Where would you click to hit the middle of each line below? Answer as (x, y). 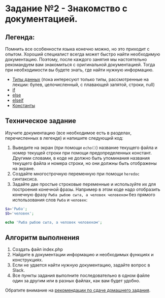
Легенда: (20, 37)
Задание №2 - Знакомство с (66, 9)
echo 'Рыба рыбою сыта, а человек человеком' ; (54, 222)
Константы (24, 105)
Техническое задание (41, 121)
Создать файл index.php (37, 249)
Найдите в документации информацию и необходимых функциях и (83, 255)
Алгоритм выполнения (42, 237)
